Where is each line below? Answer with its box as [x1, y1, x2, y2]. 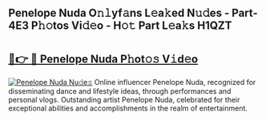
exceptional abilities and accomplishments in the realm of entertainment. [8, 103, 248, 113]
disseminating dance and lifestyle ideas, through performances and [8, 87, 232, 95]
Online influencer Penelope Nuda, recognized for [94, 78, 256, 87]
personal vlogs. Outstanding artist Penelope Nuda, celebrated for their [8, 95, 240, 104]
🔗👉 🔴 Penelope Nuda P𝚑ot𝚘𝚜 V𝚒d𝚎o [8, 52, 199, 66]
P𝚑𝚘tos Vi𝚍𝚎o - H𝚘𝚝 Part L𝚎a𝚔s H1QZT [30, 19, 232, 33]
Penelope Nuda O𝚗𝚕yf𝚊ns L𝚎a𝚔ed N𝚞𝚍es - [8, 6, 230, 20]
